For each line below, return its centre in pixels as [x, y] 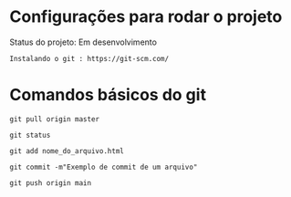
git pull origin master [55, 119]
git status [30, 135]
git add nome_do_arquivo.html [67, 151]
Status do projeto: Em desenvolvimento [83, 42]
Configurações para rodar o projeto [146, 17]
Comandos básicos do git [108, 95]
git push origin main [51, 183]
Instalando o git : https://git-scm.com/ [89, 58]
